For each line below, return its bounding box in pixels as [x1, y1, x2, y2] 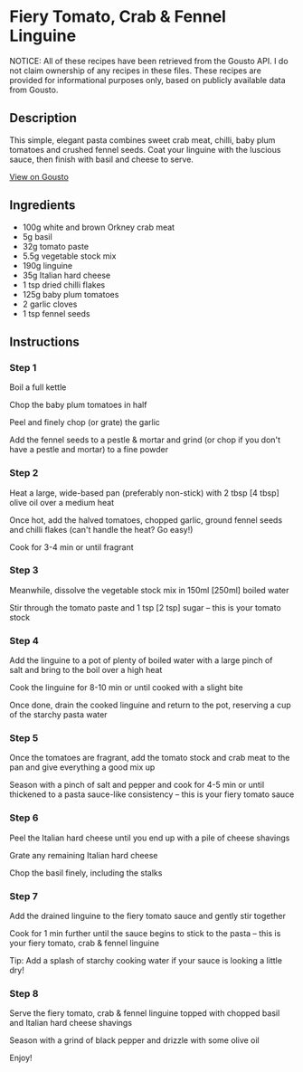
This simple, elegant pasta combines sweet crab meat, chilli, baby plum [9, 134, 276, 146]
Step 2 [9, 467, 39, 479]
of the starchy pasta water [9, 709, 108, 720]
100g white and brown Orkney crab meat [22, 222, 175, 232]
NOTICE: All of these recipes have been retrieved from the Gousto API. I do [9, 55, 289, 66]
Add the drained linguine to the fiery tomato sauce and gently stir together [9, 911, 287, 922]
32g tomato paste [22, 241, 89, 251]
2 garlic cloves [22, 299, 78, 309]
